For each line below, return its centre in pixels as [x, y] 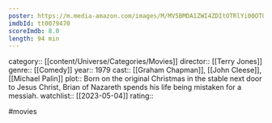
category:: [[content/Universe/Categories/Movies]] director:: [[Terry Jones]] [136, 61]
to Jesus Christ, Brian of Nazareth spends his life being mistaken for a [125, 87]
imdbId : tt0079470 [39, 23]
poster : [21, 16]
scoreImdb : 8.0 [34, 31]
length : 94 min [34, 38]
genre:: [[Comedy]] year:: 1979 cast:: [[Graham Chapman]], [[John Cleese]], [135, 70]
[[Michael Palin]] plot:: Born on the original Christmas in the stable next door [135, 78]
